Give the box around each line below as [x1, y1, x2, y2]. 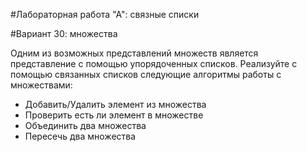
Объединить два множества [24, 120, 147, 131]
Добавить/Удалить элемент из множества [24, 99, 207, 110]
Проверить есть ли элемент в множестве [24, 109, 204, 121]
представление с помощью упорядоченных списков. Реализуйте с [10, 58, 298, 69]
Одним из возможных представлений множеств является [10, 47, 259, 59]
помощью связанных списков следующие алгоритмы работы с [10, 69, 282, 80]
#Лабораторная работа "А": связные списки [10, 9, 200, 20]
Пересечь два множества [24, 130, 137, 142]
